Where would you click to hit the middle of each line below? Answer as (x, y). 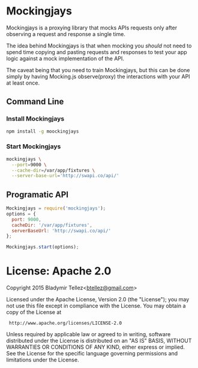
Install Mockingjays (35, 119)
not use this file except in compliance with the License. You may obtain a (96, 306)
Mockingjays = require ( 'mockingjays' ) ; (56, 208)
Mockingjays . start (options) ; (43, 247)
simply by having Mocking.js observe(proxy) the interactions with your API (98, 76)
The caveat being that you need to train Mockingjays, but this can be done (98, 70)
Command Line (35, 102)
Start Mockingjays (34, 146)
